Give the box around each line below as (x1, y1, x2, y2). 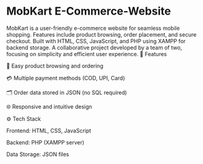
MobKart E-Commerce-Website (6, 4, 171, 18)
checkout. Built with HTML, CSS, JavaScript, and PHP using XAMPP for (6, 37, 186, 45)
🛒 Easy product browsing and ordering (6, 62, 104, 70)
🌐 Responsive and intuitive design (6, 102, 92, 110)
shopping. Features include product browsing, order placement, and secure (6, 30, 197, 38)
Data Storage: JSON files (6, 151, 69, 158)
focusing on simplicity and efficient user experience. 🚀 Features (6, 50, 167, 57)
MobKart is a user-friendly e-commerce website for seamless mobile (6, 24, 180, 32)
